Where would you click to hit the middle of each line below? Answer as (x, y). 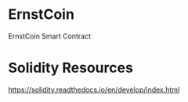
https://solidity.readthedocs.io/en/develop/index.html (94, 89)
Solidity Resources (70, 68)
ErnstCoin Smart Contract (50, 36)
